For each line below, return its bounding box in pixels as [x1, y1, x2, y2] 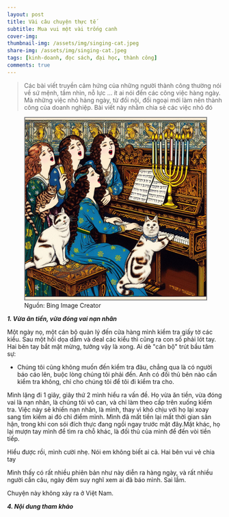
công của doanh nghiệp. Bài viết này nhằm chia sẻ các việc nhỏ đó [23, 103, 213, 111]
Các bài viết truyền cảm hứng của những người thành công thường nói [23, 81, 222, 89]
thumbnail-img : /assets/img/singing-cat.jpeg [7, 40, 139, 47]
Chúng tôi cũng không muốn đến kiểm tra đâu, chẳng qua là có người [16, 363, 213, 371]
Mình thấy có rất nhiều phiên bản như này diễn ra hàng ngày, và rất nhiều [7, 468, 213, 477]
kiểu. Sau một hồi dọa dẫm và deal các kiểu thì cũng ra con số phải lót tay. [7, 335, 217, 343]
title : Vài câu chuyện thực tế [7, 18, 96, 25]
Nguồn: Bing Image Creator [24, 301, 101, 309]
